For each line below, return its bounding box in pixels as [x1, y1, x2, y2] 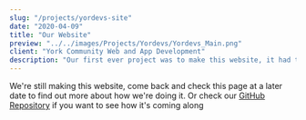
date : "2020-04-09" [9, 22, 84, 31]
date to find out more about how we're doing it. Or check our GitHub [9, 90, 266, 101]
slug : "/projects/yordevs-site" [9, 13, 132, 23]
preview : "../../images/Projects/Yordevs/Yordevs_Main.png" [9, 38, 243, 48]
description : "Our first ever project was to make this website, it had [9, 55, 291, 65]
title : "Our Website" [9, 30, 92, 39]
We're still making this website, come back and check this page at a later [9, 81, 283, 91]
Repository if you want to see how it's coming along [9, 100, 204, 110]
